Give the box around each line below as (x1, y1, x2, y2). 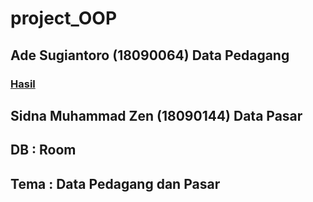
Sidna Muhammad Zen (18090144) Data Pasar (10, 107, 303, 124)
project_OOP (10, 7, 118, 30)
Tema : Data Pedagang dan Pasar (10, 175, 221, 192)
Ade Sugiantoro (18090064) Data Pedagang (10, 47, 290, 64)
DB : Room (10, 142, 77, 159)
